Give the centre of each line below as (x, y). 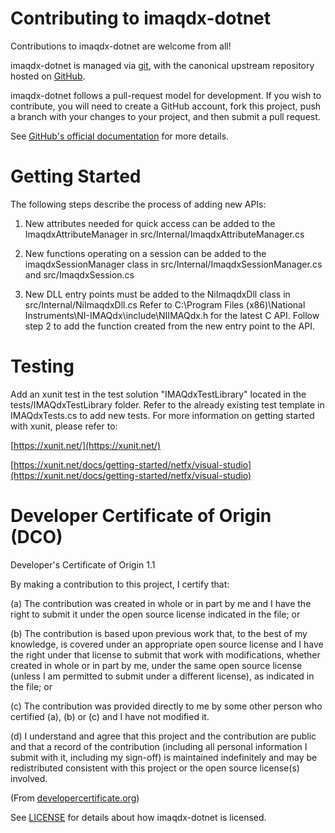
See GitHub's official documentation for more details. (120, 136)
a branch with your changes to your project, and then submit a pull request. (165, 116)
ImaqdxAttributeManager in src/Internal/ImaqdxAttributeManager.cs (164, 234)
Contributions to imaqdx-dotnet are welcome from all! (121, 46)
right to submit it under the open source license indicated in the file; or (155, 614)
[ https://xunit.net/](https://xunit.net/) (85, 445)
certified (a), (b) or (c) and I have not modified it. (110, 716)
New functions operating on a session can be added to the (145, 253)
